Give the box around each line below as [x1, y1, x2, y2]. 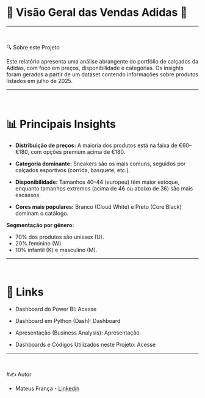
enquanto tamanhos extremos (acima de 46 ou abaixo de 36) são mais [15, 184, 193, 192]
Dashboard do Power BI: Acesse [15, 305, 97, 313]
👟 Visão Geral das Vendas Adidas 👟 [6, 5, 188, 20]
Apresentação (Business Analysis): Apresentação [15, 329, 140, 336]
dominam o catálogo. [15, 209, 69, 217]
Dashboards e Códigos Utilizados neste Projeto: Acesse [15, 341, 156, 348]
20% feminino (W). [15, 239, 63, 247]
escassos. [15, 191, 41, 198]
